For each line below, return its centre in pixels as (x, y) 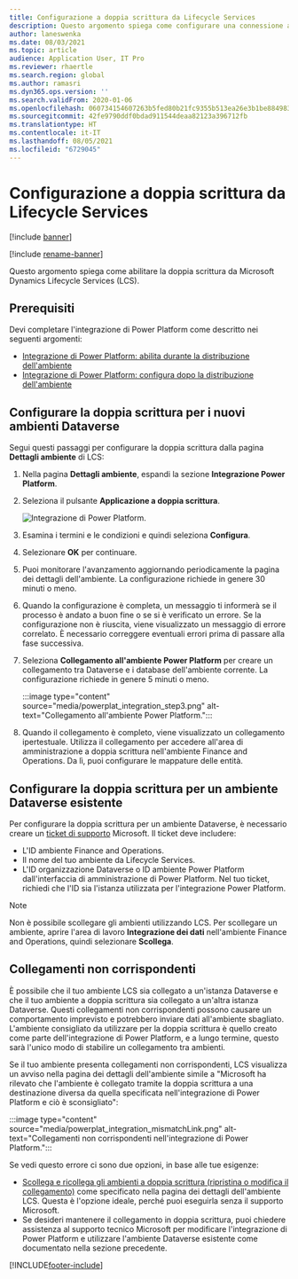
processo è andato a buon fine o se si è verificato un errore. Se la (141, 615)
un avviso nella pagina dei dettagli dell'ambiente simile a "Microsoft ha (138, 1073)
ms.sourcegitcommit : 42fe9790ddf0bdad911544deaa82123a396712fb (129, 116)
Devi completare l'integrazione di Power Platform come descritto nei (134, 330)
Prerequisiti (42, 308)
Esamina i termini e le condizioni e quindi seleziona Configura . (136, 535)
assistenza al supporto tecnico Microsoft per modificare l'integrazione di (155, 1228)
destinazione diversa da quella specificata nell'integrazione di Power (134, 1093)
